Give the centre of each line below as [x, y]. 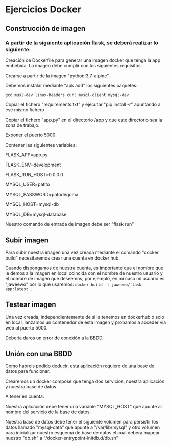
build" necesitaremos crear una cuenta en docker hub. [63, 258]
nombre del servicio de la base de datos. [48, 412]
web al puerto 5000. [27, 327]
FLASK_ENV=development [33, 165]
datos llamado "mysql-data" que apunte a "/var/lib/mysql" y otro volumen [82, 427]
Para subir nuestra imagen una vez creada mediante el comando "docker [82, 252]
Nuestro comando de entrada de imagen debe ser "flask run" [70, 224]
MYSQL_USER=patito [28, 184]
